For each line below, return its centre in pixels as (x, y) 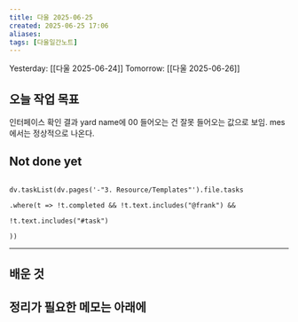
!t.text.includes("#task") (59, 221)
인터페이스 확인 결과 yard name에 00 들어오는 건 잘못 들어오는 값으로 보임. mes (147, 122)
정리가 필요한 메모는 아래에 (78, 307)
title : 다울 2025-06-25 (51, 17)
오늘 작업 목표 (44, 99)
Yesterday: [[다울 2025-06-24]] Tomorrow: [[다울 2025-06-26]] (125, 68)
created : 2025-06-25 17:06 (59, 26)
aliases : (25, 34)
